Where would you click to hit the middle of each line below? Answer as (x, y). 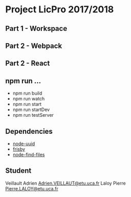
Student (18, 171)
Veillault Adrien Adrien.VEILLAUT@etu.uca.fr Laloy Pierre (66, 183)
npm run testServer (33, 115)
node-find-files (29, 154)
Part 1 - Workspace (36, 29)
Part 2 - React (28, 64)
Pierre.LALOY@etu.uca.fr (32, 188)
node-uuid (24, 144)
